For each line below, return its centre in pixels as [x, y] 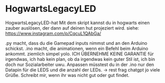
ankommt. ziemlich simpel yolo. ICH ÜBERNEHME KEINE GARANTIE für [79, 54]
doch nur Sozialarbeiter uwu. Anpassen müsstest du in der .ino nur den [80, 64]
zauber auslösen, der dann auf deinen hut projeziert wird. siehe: [72, 28]
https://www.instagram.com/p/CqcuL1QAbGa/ [53, 33]
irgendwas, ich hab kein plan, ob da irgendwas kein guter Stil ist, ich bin [80, 59]
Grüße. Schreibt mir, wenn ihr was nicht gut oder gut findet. [67, 75]
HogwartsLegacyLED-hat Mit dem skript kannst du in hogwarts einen [77, 23]
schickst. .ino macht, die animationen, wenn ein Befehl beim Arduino [77, 48]
